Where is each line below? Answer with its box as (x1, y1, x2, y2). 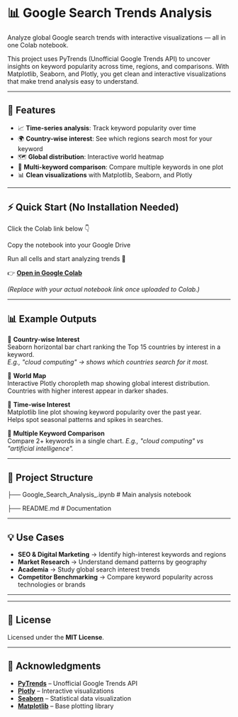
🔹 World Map (7, 372, 47, 380)
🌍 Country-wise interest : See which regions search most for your (17, 134, 212, 143)
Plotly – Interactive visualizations (17, 687, 115, 695)
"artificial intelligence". (7, 444, 74, 453)
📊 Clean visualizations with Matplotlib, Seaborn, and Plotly (17, 170, 193, 179)
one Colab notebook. (7, 40, 69, 49)
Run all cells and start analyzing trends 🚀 (7, 254, 126, 262)
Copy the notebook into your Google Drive (7, 240, 131, 249)
